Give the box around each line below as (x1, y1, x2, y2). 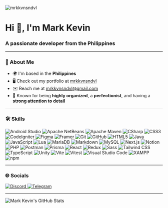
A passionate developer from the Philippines (5, 40, 115, 47)
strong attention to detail (12, 98, 65, 104)
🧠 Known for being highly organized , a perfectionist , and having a (12, 92, 151, 98)
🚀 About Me (5, 59, 34, 66)
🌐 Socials (5, 172, 29, 179)
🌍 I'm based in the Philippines (12, 70, 76, 76)
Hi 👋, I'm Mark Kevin (5, 22, 91, 33)
